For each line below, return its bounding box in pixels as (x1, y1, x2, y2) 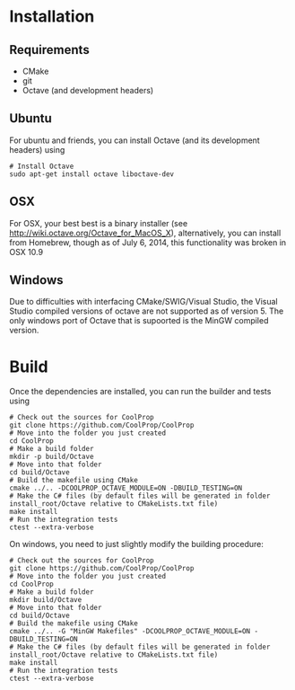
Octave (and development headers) (22, 85, 154, 95)
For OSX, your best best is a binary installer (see (9, 217, 188, 228)
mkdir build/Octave (9, 596, 82, 605)
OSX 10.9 (9, 246, 43, 257)
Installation (9, 6, 95, 27)
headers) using (9, 144, 65, 155)
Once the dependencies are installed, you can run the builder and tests (9, 386, 272, 397)
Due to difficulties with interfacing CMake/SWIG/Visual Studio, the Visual (9, 296, 278, 307)
